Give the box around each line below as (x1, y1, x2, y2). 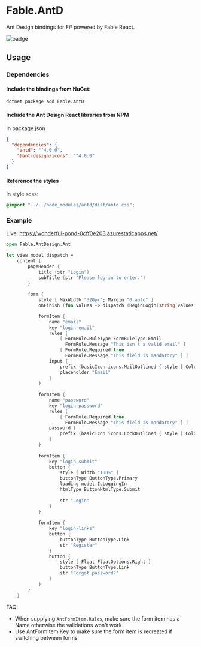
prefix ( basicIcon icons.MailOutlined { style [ (59, 364, 184, 370)
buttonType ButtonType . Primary (59, 475, 138, 481)
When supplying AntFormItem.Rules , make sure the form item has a (14, 615, 180, 622)
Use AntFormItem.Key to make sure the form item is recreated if (14, 628, 172, 635)
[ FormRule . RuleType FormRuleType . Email (59, 336, 162, 342)
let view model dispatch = (6, 253, 74, 259)
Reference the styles (6, 177, 59, 184)
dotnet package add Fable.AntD (6, 98, 84, 105)
